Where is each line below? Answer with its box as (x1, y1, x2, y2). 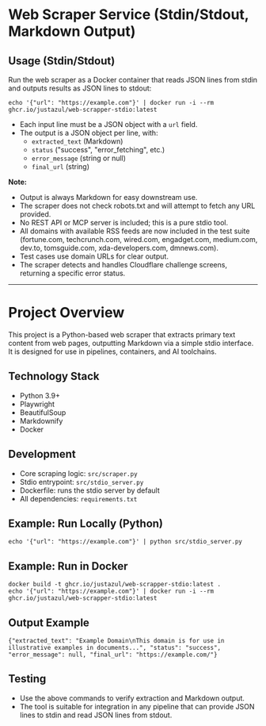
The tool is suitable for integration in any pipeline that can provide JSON (19, 701, 255, 711)
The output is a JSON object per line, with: (19, 129, 158, 137)
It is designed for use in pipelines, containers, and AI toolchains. (8, 347, 217, 356)
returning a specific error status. (19, 268, 126, 278)
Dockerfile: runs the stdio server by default (19, 486, 160, 495)
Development (8, 448, 77, 461)
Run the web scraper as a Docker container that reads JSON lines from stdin (8, 75, 258, 84)
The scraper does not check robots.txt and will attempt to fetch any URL (19, 201, 256, 210)
